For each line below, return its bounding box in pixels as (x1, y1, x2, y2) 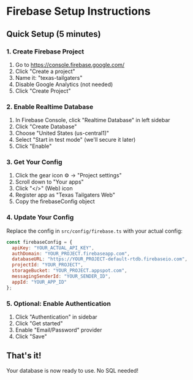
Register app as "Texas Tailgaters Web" (15, 192, 115, 199)
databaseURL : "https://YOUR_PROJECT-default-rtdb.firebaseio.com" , (12, 256, 188, 262)
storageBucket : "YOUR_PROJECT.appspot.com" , (12, 268, 127, 274)
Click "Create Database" (15, 123, 77, 130)
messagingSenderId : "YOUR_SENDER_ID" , (12, 273, 112, 280)
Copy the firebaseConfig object (15, 198, 95, 205)
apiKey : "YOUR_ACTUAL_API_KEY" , (12, 244, 95, 251)
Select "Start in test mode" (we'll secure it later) (15, 136, 136, 144)
